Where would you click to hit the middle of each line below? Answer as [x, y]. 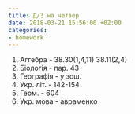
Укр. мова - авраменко [58, 101]
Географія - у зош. [50, 76]
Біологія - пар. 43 [49, 68]
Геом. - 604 [39, 93]
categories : [28, 30]
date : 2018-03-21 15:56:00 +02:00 [65, 23]
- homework [26, 37]
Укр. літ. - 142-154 [50, 85]
